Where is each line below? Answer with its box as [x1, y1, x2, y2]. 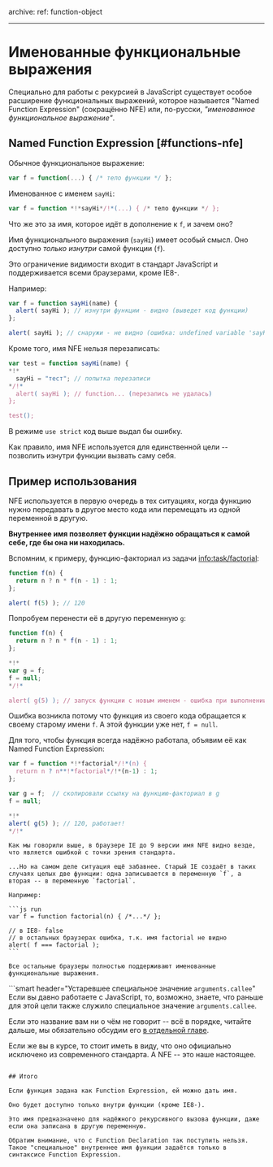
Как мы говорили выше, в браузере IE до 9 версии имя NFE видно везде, [8, 841, 256, 850]
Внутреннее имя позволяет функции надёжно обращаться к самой [8, 528, 250, 539]
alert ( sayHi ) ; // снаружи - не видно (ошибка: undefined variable [8, 329, 245, 337]
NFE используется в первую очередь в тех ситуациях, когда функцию [8, 496, 252, 505]
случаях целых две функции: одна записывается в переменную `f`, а [8, 870, 242, 879]
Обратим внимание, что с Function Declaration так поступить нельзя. [8, 1137, 249, 1145]
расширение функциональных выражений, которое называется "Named [8, 95, 260, 105]
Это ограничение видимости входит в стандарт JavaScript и [8, 259, 219, 269]
